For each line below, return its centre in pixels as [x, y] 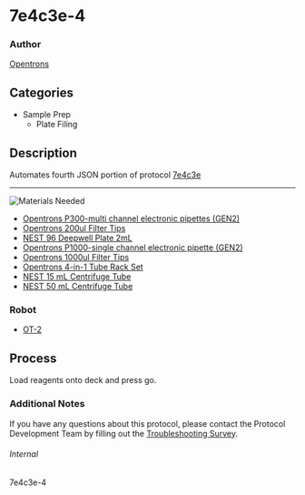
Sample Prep [46, 115]
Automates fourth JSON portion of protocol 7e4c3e [105, 175]
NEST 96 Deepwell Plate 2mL [78, 238]
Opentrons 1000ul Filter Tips [76, 258]
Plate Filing [57, 125]
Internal [24, 454]
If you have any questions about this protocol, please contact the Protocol [148, 423]
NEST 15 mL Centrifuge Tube [77, 277]
